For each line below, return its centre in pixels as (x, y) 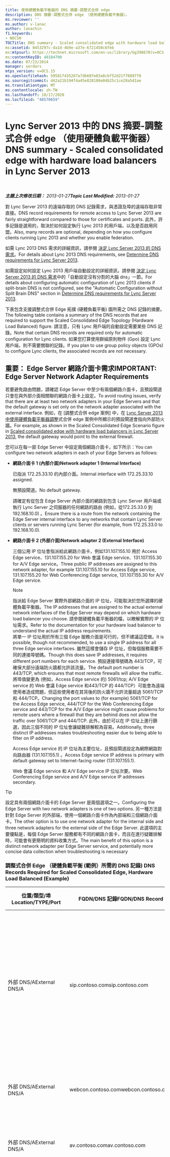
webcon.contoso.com (95, 1090)
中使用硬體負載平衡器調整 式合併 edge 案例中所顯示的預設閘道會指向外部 (80, 419)
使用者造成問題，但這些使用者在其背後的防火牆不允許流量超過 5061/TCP (88, 692)
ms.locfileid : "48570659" (32, 99)
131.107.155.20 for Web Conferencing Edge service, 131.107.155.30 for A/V (88, 575)
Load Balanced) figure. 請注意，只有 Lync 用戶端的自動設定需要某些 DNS (81, 326)
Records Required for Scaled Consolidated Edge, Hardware (79, 872)
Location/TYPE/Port (36, 903)
